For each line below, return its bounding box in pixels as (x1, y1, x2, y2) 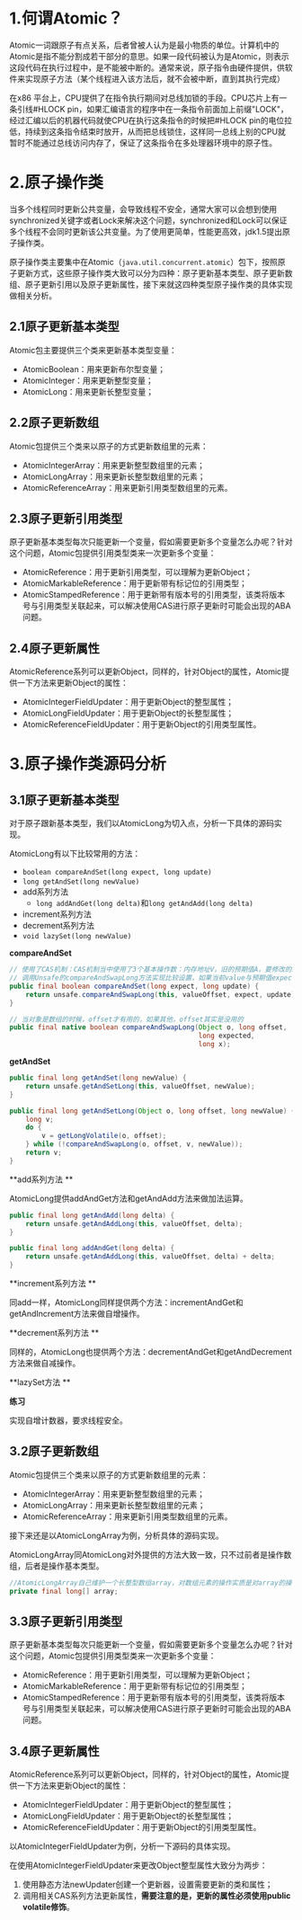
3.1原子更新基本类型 (9, 792, 120, 807)
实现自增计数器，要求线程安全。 (9, 1415, 128, 1426)
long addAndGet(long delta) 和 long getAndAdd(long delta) (35, 898, 253, 909)
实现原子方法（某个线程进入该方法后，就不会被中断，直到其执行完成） (24, 73, 285, 84)
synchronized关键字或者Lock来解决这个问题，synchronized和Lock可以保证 (9, 215, 288, 226)
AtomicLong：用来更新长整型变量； (22, 386, 155, 396)
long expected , (198, 1031, 255, 1041)
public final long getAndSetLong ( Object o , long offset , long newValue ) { (9, 1107, 296, 1116)
